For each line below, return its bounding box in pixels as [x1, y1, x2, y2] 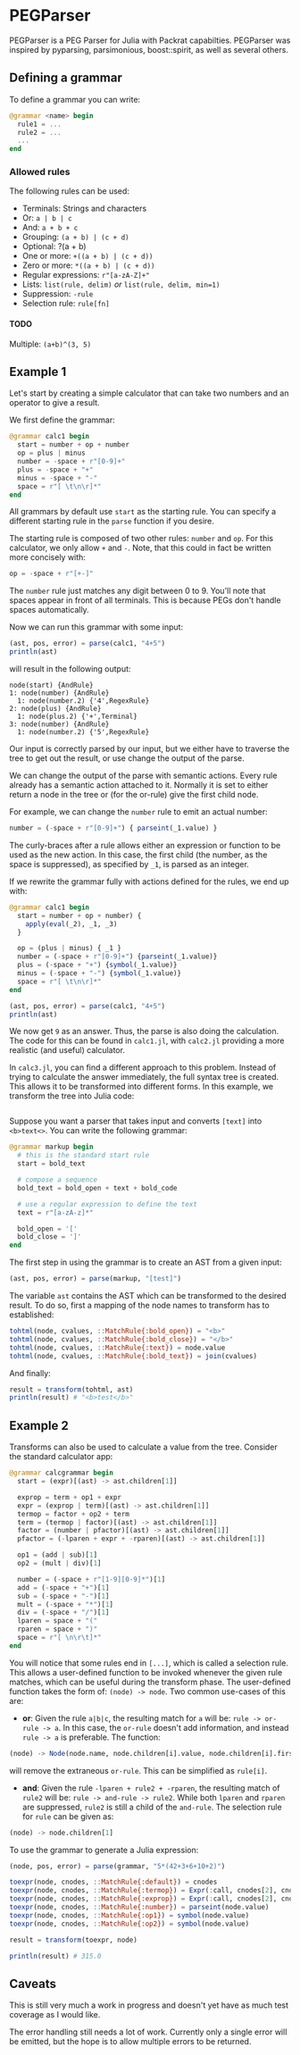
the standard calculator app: [9, 1451, 113, 1462]
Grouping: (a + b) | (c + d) [21, 231, 129, 242]
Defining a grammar [9, 71, 122, 86]
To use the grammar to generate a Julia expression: [9, 1844, 199, 1855]
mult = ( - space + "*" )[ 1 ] [17, 1600, 114, 1608]
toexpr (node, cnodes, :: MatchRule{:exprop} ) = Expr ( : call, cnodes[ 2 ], [9, 1894, 278, 1903]
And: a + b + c [21, 222, 79, 233]
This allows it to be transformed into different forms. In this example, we [9, 1082, 274, 1092]
